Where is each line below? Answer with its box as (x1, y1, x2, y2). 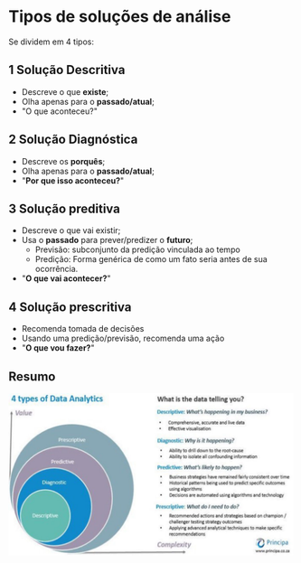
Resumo (8, 369, 56, 384)
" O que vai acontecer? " (21, 273, 111, 284)
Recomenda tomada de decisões (21, 324, 145, 334)
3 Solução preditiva (8, 201, 121, 216)
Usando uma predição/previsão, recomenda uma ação (21, 333, 225, 344)
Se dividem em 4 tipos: (8, 36, 94, 47)
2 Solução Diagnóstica (8, 132, 138, 147)
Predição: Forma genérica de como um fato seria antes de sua (34, 254, 268, 265)
